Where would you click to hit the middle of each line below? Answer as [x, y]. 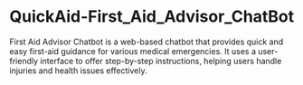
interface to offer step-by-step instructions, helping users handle [161, 61]
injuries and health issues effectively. [78, 71]
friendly [24, 61]
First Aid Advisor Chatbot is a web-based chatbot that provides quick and [147, 42]
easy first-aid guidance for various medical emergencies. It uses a [133, 51]
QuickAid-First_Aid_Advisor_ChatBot [152, 17]
